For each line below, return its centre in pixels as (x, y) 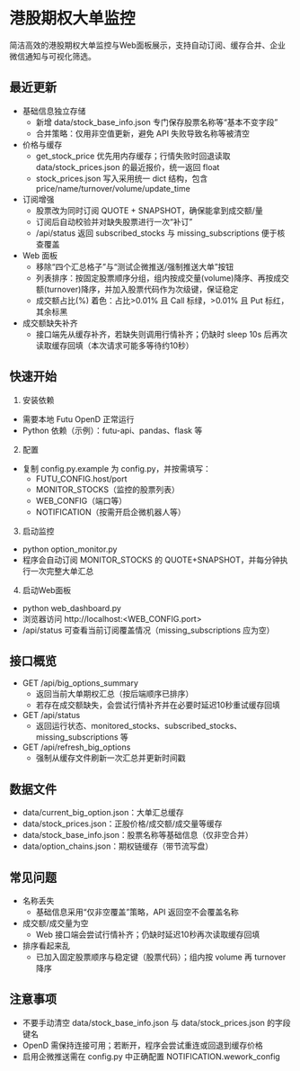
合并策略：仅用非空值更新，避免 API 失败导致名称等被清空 (142, 133)
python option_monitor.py (70, 549)
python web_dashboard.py (71, 607)
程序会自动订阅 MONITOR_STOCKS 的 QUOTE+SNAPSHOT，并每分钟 (151, 560)
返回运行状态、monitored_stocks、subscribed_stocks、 (139, 726)
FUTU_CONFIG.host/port (81, 479)
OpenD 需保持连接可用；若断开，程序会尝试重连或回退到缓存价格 (142, 1045)
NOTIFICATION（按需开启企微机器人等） (110, 512)
